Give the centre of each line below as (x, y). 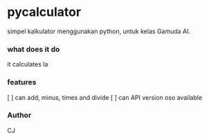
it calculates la (28, 64)
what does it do (34, 49)
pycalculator (44, 12)
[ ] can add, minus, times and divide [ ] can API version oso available (105, 97)
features (22, 82)
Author (19, 115)
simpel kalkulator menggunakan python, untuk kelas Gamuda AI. (99, 31)
